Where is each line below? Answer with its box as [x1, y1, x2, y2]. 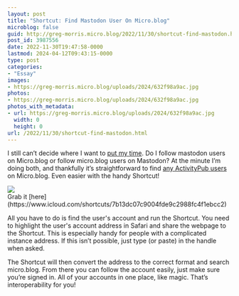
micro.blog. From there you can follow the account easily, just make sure [7, 265, 221, 274]
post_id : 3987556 [7, 37, 59, 44]
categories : [7, 63, 43, 70]
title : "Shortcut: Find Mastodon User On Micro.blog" [7, 17, 171, 24]
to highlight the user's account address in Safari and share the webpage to [7, 221, 226, 230]
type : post [7, 57, 40, 64]
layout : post [7, 10, 46, 18]
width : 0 [14, 116, 40, 123]
